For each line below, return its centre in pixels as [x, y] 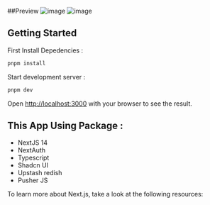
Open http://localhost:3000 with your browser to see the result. [100, 104]
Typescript [33, 158]
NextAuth [32, 150]
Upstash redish [40, 173]
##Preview [23, 11]
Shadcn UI [33, 165]
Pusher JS [33, 180]
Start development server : [46, 77]
